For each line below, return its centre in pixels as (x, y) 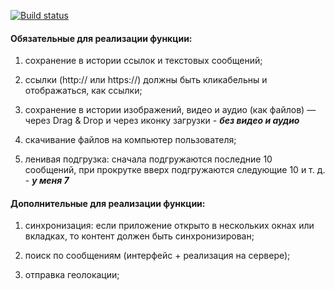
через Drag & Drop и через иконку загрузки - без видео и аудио (162, 121)
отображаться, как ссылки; (83, 91)
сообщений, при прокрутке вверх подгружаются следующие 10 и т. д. (175, 170)
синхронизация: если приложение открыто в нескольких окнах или (169, 226)
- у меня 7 (47, 181)
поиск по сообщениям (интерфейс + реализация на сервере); (157, 256)
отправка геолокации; (72, 275)
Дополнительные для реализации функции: (108, 203)
